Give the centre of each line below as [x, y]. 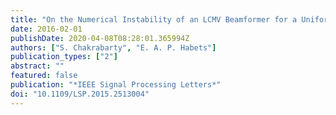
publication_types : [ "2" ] [64, 57]
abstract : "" [37, 66]
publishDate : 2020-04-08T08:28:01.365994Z [100, 38]
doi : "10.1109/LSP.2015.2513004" [80, 94]
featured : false [44, 76]
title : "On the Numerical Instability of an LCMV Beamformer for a [154, 19]
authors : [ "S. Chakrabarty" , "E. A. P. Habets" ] [113, 47]
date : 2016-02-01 [46, 29]
